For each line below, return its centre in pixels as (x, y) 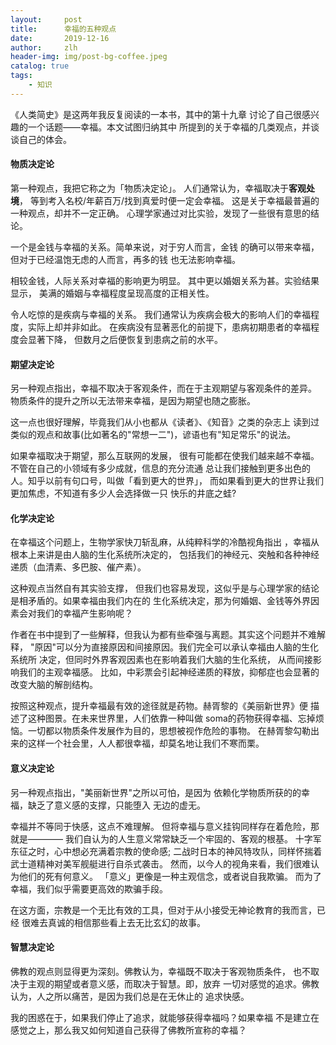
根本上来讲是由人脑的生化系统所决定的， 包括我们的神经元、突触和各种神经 (165, 555)
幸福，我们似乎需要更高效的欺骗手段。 (89, 888)
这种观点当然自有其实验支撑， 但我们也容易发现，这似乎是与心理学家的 (156, 588)
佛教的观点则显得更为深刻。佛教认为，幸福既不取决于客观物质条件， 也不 (160, 971)
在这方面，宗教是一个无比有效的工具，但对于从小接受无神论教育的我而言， (163, 910)
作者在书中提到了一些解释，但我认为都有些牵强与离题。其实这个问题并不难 (163, 635)
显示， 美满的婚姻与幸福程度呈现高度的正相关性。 (112, 293)
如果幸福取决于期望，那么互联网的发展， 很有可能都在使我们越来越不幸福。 (165, 456)
